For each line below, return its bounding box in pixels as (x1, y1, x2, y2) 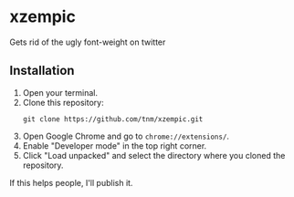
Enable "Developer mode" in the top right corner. (22, 140, 207, 151)
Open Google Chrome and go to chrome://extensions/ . (22, 130, 230, 141)
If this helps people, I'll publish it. (9, 177, 133, 188)
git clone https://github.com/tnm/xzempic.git (22, 114, 204, 124)
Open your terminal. (22, 87, 99, 98)
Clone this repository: (22, 97, 104, 108)
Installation (9, 63, 75, 78)
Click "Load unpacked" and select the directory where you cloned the (22, 150, 286, 161)
